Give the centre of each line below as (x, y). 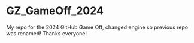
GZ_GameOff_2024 (55, 11)
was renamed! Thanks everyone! (46, 33)
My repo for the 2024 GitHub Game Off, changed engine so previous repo (97, 27)
